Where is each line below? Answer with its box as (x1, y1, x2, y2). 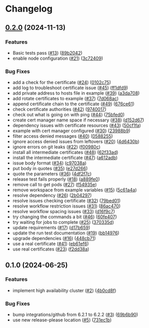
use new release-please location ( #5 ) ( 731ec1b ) (12, 317, 112, 323)
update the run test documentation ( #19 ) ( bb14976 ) (12, 230, 120, 236)
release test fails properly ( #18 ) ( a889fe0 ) (12, 176, 100, 182)
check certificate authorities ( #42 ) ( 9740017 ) (12, 106, 106, 112)
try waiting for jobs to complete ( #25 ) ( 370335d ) (12, 219, 114, 225)
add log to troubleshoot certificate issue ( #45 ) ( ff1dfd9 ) (12, 85, 128, 91)
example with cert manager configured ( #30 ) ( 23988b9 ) (12, 128, 131, 134)
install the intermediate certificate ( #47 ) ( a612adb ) (12, 155, 118, 161)
